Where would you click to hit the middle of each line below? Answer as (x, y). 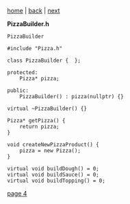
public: (18, 91)
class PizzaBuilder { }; (44, 60)
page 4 (17, 193)
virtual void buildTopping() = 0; (56, 181)
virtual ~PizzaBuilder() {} (47, 109)
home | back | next (34, 11)
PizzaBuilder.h (28, 24)
